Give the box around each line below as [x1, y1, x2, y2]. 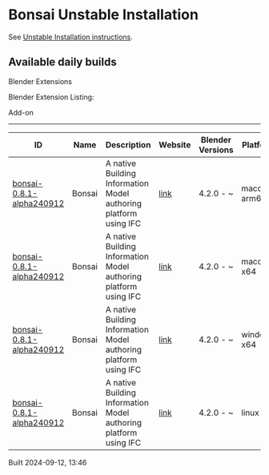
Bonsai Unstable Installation [8, 6, 199, 24]
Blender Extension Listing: [8, 92, 94, 102]
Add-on [8, 107, 34, 117]
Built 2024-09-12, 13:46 [8, 457, 87, 467]
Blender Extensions [8, 76, 72, 86]
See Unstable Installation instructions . [8, 32, 134, 42]
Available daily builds [8, 55, 118, 69]
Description [105, 139, 151, 150]
